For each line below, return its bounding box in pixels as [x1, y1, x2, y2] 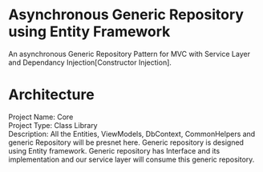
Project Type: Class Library [8, 120, 98, 130]
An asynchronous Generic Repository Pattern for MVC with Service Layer [8, 49, 251, 58]
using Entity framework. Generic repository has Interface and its [8, 146, 221, 155]
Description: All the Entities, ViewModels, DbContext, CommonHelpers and [8, 129, 256, 138]
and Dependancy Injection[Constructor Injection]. [8, 58, 172, 67]
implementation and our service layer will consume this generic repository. [8, 154, 255, 164]
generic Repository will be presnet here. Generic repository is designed [8, 138, 245, 147]
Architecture [8, 86, 95, 104]
